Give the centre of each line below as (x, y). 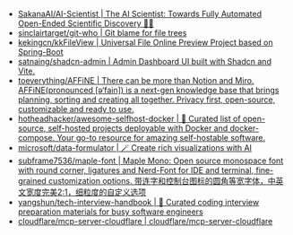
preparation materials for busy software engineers (110, 212)
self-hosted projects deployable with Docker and (138, 128)
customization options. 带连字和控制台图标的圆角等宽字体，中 (162, 181)
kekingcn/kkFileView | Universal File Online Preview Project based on (145, 42)
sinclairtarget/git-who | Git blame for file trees (102, 33)
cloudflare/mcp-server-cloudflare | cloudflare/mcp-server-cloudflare (145, 221)
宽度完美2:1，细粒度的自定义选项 (86, 192)
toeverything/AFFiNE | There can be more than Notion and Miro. (136, 80)
